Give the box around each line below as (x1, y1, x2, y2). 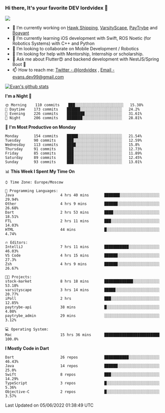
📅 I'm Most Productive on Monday (5, 124, 76, 130)
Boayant (12, 30, 30, 36)
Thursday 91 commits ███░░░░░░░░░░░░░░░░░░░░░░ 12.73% (5, 147, 142, 152)
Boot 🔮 (12, 62, 26, 67)
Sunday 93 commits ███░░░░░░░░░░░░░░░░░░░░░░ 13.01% (5, 159, 142, 164)
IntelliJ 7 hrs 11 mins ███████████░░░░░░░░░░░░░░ (5, 245, 160, 250)
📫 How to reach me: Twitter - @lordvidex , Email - (12, 67, 115, 73)
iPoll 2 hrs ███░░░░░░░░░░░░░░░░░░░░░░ (5, 296, 160, 301)
